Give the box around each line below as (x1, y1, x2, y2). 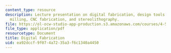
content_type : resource (5, 7, 56, 13)
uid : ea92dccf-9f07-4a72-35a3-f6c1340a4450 (5, 40, 99, 45)
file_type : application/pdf (5, 26, 65, 31)
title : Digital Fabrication (5, 36, 65, 41)
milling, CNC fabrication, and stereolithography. (10, 17, 120, 22)
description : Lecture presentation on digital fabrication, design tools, (5, 12, 167, 17)
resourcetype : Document (5, 31, 56, 36)
